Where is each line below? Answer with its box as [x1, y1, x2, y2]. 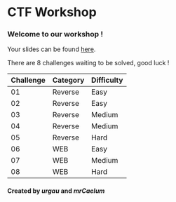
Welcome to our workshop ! [7, 29, 104, 39]
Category [52, 75, 85, 85]
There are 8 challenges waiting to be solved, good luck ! [7, 59, 170, 67]
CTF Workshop [7, 4, 97, 20]
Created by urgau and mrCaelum [7, 187, 105, 195]
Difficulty [90, 75, 123, 85]
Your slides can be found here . [7, 45, 96, 53]
